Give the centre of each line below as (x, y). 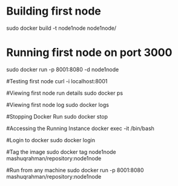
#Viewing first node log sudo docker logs (58, 105)
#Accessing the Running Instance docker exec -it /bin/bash (80, 128)
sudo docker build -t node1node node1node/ (61, 28)
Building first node (54, 11)
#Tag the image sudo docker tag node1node (61, 152)
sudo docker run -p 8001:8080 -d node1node (63, 69)
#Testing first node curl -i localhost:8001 (57, 81)
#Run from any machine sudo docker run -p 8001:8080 (75, 170)
